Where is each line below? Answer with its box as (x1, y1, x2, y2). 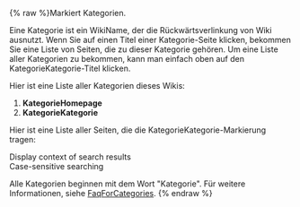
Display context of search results (9, 151, 132, 162)
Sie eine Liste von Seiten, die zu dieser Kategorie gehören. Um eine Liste (9, 44, 278, 55)
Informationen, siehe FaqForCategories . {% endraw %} (9, 188, 213, 198)
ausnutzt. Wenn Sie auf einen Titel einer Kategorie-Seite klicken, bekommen (9, 35, 292, 45)
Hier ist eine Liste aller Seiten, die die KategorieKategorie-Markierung (9, 125, 267, 135)
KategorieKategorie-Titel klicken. (9, 63, 131, 73)
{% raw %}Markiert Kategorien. (9, 8, 127, 18)
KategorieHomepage (22, 98, 103, 108)
